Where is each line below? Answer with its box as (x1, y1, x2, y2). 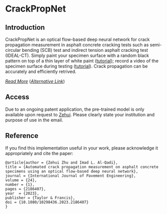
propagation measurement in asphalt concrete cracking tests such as (5, 42, 149, 48)
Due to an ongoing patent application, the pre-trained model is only (5, 106, 145, 112)
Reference (5, 131, 39, 140)
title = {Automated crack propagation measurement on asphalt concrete (5, 164, 158, 169)
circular (5, 47, 21, 53)
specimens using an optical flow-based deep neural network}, (5, 169, 138, 174)
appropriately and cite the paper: (5, 150, 73, 156)
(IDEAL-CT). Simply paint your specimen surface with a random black (5, 52, 149, 58)
